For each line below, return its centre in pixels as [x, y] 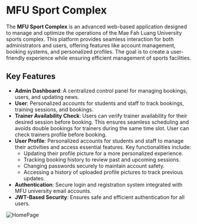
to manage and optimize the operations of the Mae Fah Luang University [94, 32]
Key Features [31, 76]
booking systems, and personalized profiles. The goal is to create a [88, 51]
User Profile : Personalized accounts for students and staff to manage [99, 141]
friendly [16, 58]
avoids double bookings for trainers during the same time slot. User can [102, 128]
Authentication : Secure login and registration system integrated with [98, 185]
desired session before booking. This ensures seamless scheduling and [102, 122]
